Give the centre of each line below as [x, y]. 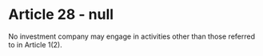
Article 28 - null [61, 15]
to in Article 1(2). [35, 44]
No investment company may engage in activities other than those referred [132, 36]
